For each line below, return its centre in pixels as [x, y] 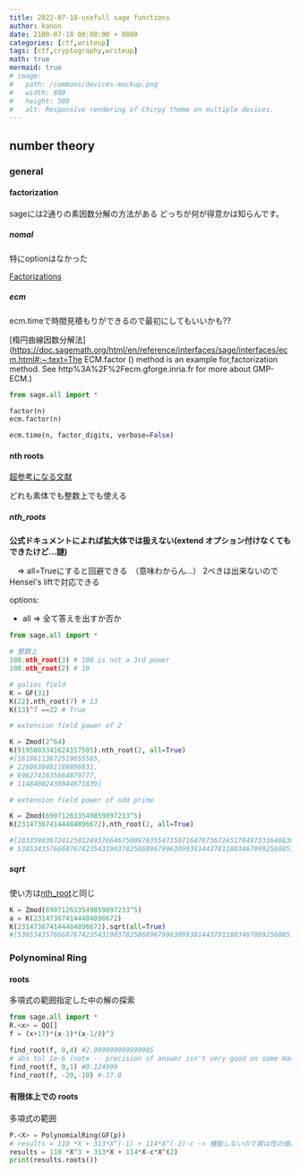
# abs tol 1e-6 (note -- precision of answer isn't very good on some [144, 1058]
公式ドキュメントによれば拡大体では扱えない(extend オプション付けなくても [150, 541]
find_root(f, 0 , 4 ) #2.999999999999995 [82, 1050]
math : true [30, 59]
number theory [52, 146]
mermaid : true [36, 68]
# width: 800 [38, 92]
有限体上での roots [44, 1097]
